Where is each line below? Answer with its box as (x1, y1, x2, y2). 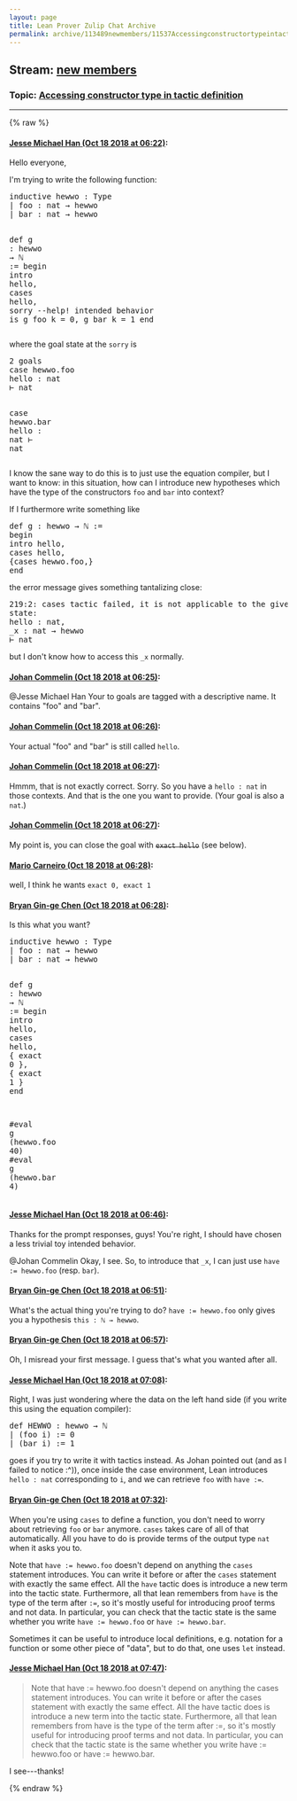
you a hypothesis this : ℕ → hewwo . (9, 1314, 140, 1325)
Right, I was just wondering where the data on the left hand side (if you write (9, 1394, 287, 1405)
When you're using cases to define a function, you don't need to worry (9, 1514, 265, 1524)
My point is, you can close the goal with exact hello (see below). (9, 839, 247, 851)
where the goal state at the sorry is (9, 339, 137, 350)
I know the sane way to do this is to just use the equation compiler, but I (9, 468, 270, 479)
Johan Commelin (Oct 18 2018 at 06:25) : (9, 671, 161, 682)
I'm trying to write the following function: (9, 175, 157, 185)
